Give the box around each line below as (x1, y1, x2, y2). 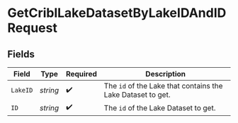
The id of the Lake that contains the (103, 81, 223, 90)
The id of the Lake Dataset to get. (103, 102, 216, 112)
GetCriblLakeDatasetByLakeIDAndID (7, 5, 227, 21)
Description (144, 69, 186, 78)
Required (66, 69, 98, 78)
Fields (7, 48, 35, 60)
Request (7, 20, 58, 36)
